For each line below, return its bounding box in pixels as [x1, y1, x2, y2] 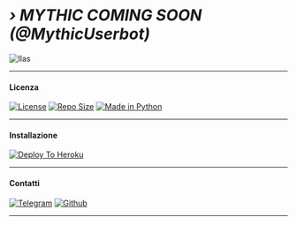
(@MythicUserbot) [9, 24, 150, 44]
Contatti [9, 177, 40, 188]
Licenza [9, 81, 40, 93]
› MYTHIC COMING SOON [9, 5, 202, 26]
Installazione [9, 130, 57, 140]
